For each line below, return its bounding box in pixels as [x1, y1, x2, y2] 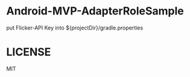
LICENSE [6, 45, 51, 59]
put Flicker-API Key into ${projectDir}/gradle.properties [6, 24, 144, 31]
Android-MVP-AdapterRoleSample [6, 4, 184, 18]
